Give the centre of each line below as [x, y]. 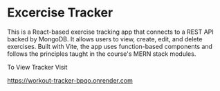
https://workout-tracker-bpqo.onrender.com [70, 80]
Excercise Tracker [60, 13]
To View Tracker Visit [37, 67]
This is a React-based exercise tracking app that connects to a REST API [111, 32]
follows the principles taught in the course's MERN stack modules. [102, 54]
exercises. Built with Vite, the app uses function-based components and [110, 46]
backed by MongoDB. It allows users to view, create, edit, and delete [105, 39]
